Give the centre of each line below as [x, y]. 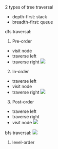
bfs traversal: [18, 133]
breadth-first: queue [32, 22]
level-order [23, 142]
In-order [20, 72]
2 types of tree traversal [29, 7]
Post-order [23, 102]
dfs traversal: [18, 31]
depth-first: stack [29, 17]
